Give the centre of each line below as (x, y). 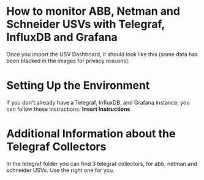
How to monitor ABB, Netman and (93, 11)
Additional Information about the (91, 134)
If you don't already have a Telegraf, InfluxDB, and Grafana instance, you (98, 102)
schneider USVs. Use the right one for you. (60, 170)
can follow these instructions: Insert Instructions (68, 109)
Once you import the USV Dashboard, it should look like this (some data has (102, 54)
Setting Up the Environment (78, 85)
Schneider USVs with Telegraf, (86, 24)
